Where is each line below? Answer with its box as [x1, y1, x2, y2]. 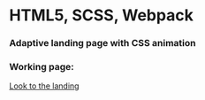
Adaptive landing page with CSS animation [9, 37, 196, 50]
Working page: [9, 61, 74, 73]
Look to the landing [9, 81, 80, 91]
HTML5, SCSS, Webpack [9, 5, 194, 26]
